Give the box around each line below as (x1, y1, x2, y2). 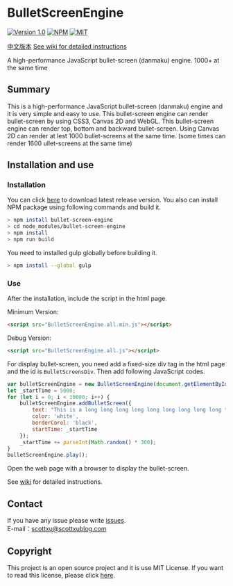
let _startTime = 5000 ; (7, 387, 76, 394)
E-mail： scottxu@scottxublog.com (7, 525, 107, 533)
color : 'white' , (32, 413, 79, 420)
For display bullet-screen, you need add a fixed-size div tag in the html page (7, 359, 225, 368)
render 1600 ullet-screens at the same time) (7, 139, 133, 147)
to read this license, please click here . (7, 571, 116, 579)
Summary (7, 83, 51, 95)
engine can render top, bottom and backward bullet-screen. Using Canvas (7, 124, 220, 133)
